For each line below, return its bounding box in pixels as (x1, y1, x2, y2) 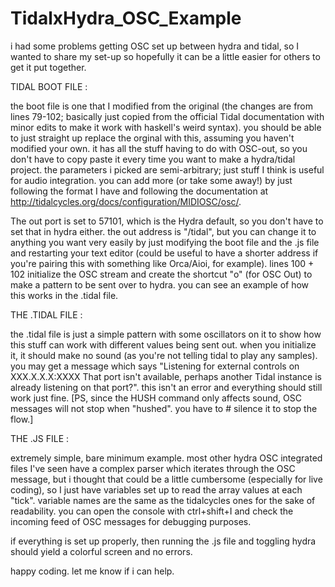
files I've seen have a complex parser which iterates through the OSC (10, 462, 296, 474)
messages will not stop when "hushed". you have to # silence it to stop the (10, 402, 318, 414)
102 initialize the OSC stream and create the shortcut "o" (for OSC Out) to (10, 268, 313, 280)
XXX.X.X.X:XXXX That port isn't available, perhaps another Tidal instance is (10, 370, 322, 382)
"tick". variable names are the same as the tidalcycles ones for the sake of (10, 494, 316, 506)
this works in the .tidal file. (10, 289, 119, 301)
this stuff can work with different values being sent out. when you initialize (10, 338, 317, 351)
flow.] (10, 413, 34, 425)
